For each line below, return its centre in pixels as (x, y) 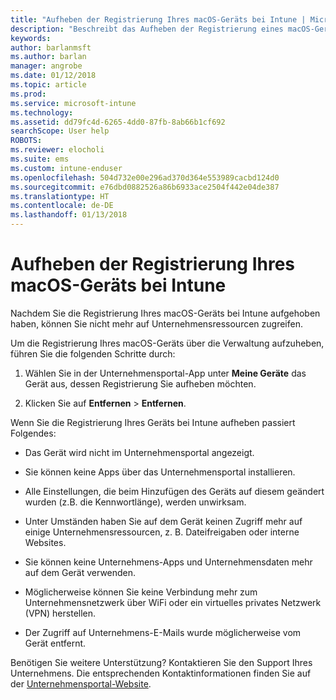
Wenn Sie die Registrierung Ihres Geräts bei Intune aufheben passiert (153, 422)
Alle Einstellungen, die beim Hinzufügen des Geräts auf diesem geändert (174, 491)
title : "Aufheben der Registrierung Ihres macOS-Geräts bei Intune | (158, 19)
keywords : (31, 38)
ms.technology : (42, 112)
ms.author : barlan (48, 57)
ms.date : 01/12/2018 (53, 76)
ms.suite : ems (40, 159)
